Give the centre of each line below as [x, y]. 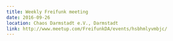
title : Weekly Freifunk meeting [47, 12]
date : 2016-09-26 [28, 17]
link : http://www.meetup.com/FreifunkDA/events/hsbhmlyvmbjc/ [87, 29]
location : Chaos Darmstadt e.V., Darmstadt [62, 23]
